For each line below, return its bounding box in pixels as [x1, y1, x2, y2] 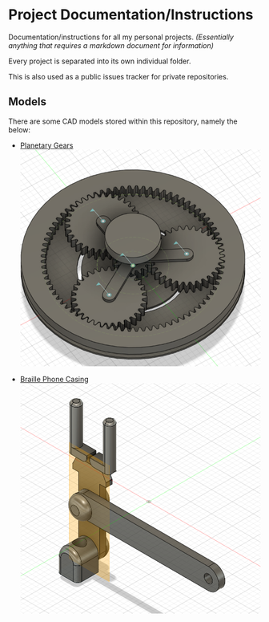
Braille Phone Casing [19, 374, 90, 384]
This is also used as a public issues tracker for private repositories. [8, 71, 229, 81]
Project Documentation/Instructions [8, 6, 254, 24]
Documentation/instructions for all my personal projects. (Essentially [8, 32, 235, 42]
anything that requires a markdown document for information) [8, 40, 215, 50]
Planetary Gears [19, 140, 74, 150]
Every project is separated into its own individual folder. [8, 56, 191, 66]
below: [8, 124, 30, 134]
